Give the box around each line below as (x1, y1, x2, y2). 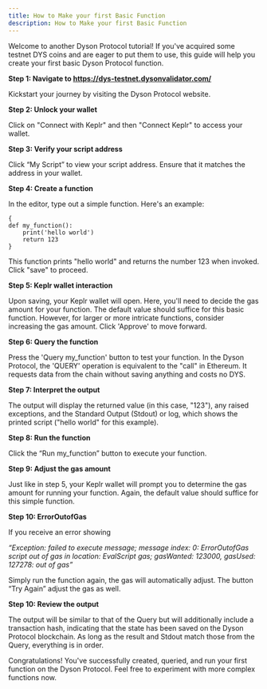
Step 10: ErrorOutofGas (8, 512, 88, 521)
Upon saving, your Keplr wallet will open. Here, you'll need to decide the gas (8, 296, 259, 305)
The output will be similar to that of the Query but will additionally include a (8, 615, 254, 624)
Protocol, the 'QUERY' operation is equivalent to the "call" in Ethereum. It (8, 360, 247, 370)
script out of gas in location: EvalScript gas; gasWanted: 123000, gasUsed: (8, 551, 256, 560)
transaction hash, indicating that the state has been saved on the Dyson (8, 623, 245, 632)
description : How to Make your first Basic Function (8, 19, 187, 27)
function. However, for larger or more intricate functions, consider (8, 313, 225, 322)
